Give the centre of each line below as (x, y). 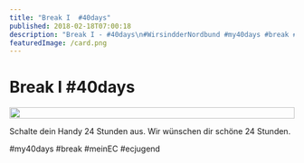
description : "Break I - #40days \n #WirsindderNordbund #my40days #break (149, 34)
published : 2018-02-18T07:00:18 (70, 26)
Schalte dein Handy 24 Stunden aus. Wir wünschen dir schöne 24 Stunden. (150, 131)
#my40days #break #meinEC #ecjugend (85, 149)
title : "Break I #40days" (60, 18)
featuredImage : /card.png (58, 43)
